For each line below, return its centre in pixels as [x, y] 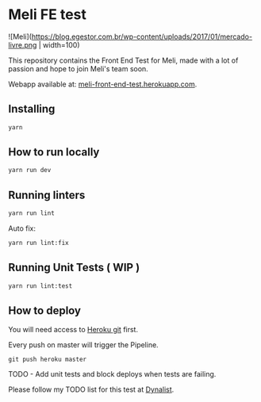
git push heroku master [48, 360]
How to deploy [45, 310]
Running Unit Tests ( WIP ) [74, 268]
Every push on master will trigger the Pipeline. [83, 345]
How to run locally [54, 152]
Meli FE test [48, 15]
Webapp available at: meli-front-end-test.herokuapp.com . [103, 84]
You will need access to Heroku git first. [73, 330]
